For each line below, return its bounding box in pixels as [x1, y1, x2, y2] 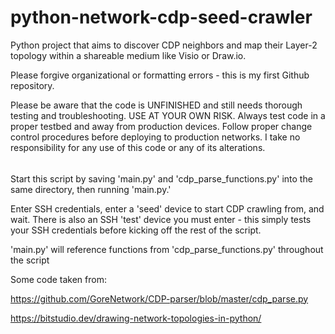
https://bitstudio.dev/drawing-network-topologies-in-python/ [10, 312, 262, 324]
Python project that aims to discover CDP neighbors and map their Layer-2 [10, 39, 318, 51]
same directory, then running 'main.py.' [10, 183, 172, 195]
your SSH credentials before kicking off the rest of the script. [10, 224, 262, 236]
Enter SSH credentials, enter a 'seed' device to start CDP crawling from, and [10, 202, 325, 215]
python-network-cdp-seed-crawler [10, 6, 313, 29]
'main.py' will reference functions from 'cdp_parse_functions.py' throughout [10, 243, 324, 255]
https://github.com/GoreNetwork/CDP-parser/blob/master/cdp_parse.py [10, 292, 309, 305]
